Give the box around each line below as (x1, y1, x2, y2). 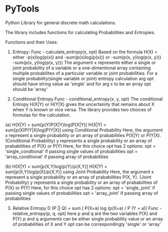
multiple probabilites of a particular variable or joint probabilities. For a (12, 70, 158, 76)
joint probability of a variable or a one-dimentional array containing (12, 65, 151, 71)
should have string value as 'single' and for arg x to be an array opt (12, 81, 151, 87)
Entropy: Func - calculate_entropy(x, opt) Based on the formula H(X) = (12, 49, 158, 55)
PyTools (5, 3, 40, 15)
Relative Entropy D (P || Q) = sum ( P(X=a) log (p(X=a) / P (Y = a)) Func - (12, 205, 162, 211)
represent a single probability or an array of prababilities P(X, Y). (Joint (5, 174, 151, 180)
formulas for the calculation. (12, 111, 71, 118)
